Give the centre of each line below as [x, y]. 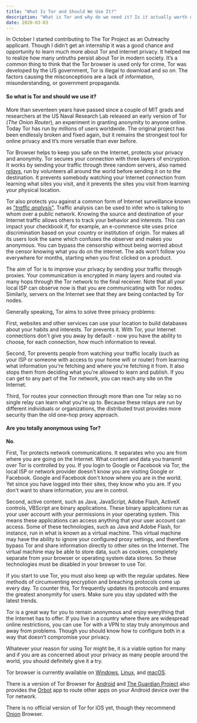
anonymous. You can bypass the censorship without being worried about [94, 245]
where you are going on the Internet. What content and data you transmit [94, 459]
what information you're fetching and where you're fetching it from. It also [95, 366]
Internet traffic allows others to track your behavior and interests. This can [96, 220]
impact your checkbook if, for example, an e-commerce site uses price [92, 226]
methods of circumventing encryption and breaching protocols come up [93, 582]
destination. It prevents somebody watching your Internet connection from [96, 177]
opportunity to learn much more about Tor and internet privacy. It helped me [98, 52]
